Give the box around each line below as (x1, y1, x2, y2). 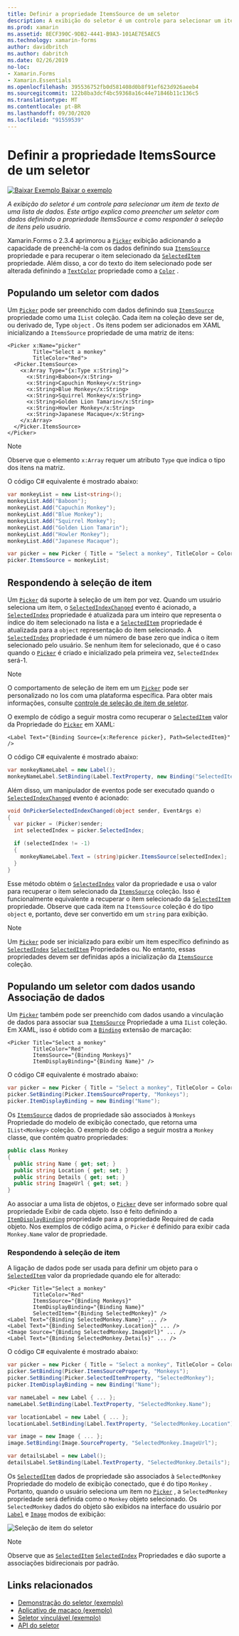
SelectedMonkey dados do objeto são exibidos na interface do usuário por (7, 1502, 222, 1511)
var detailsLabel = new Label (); (7, 1452, 107, 1460)
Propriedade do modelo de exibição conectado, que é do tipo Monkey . (7, 1479, 212, 1488)
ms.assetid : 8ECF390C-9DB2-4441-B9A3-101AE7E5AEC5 (7, 30, 161, 38)
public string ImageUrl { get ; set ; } (14, 1180, 129, 1187)
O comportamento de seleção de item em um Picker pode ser (7, 683, 188, 692)
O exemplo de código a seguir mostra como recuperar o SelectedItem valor (7, 712, 228, 721)
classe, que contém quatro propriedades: (7, 1133, 129, 1142)
